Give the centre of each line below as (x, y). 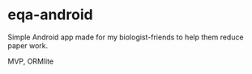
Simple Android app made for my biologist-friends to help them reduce (126, 37)
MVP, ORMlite (31, 61)
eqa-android (51, 15)
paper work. (28, 45)
